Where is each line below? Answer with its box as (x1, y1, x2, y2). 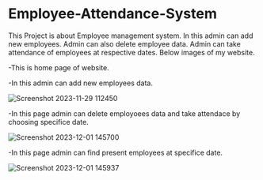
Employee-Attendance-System (8, 5, 218, 23)
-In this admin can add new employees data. (8, 78, 153, 88)
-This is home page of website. (8, 62, 109, 72)
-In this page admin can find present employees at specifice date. (8, 148, 223, 157)
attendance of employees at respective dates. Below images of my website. (8, 47, 255, 57)
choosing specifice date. (8, 117, 89, 126)
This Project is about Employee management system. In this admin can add (8, 31, 253, 40)
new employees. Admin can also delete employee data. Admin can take (8, 39, 242, 48)
